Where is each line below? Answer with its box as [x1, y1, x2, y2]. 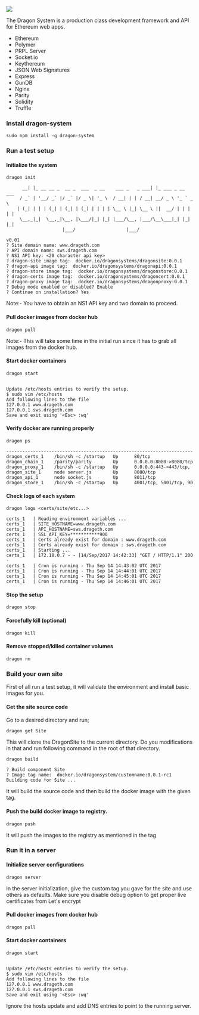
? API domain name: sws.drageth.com [6, 247, 97, 253]
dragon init [6, 175, 36, 181]
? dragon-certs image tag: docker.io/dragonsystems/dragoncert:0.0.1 [6, 274, 185, 280]
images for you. [6, 689, 45, 697]
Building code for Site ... [6, 777, 76, 784]
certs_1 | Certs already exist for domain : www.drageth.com [6, 537, 167, 543]
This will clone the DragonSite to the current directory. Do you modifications [6, 738, 193, 745]
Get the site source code [6, 703, 69, 710]
